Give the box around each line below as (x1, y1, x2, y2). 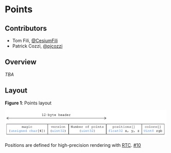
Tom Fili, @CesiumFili (12, 37, 58, 43)
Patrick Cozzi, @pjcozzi (12, 43, 63, 49)
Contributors (5, 24, 47, 33)
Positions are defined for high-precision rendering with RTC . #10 (5, 142, 141, 148)
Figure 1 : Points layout (5, 100, 52, 106)
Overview (5, 58, 37, 67)
